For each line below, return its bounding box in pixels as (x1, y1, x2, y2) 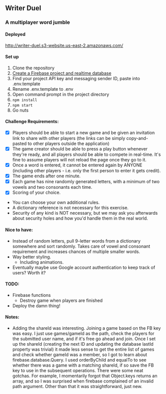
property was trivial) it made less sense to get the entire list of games (12, 346, 155, 352)
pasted (12, 140, 27, 146)
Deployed (5, 31, 26, 37)
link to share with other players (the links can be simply (12, 135, 126, 141)
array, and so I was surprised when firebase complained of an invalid (12, 378, 154, 384)
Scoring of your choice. (12, 189, 61, 196)
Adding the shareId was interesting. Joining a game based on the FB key (12, 325, 161, 331)
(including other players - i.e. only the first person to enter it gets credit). (12, 168, 161, 174)
